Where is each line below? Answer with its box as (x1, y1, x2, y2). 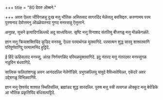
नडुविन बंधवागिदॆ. (5, 59, 32, 65)
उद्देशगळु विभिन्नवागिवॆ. (5, 75, 37, 80)
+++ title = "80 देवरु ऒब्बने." (5, 5, 57, 10)
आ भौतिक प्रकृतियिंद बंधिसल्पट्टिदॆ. (5, 90, 56, 95)
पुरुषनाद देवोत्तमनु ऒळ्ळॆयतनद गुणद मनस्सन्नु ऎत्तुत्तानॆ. (5, 20, 86, 25)
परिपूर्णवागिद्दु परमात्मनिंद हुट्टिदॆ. (5, 44, 50, 50)
